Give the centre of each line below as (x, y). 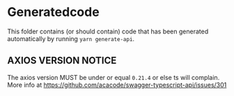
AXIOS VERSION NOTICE (62, 61)
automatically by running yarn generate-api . (71, 38)
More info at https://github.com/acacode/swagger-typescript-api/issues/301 (117, 85)
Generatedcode (53, 12)
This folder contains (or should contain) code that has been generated (108, 31)
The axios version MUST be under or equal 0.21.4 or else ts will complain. (114, 77)
